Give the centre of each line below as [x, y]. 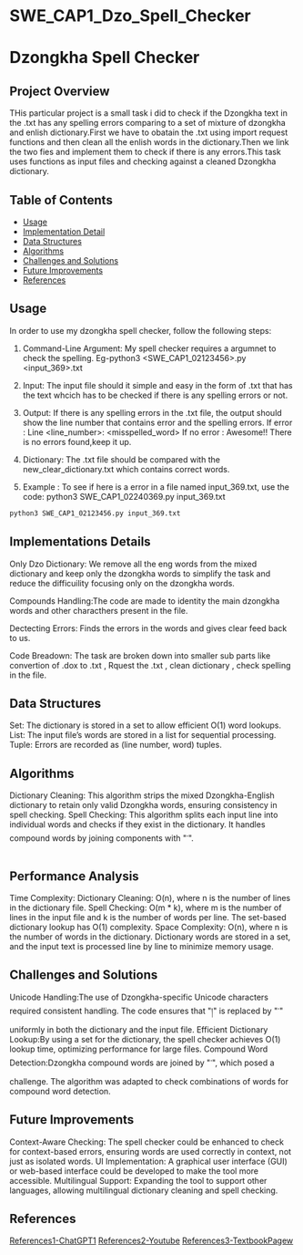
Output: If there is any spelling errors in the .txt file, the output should [152, 412]
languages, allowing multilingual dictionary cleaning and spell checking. [144, 1190]
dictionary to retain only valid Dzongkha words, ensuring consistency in [143, 805]
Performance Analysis [74, 876]
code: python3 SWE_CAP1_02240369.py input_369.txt [124, 496]
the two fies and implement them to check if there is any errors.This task [146, 152]
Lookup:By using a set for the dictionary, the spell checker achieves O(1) [145, 1039]
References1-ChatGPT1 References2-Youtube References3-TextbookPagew [151, 1240]
